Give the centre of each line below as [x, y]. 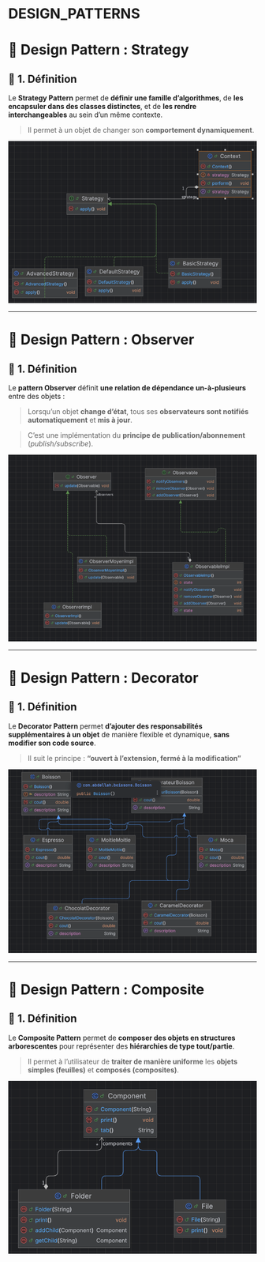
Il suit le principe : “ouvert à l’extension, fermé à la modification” [134, 758]
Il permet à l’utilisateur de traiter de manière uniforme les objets [132, 1061]
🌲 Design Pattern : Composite [106, 990]
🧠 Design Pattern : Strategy [99, 50]
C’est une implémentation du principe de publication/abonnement [136, 435]
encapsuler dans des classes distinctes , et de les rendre [103, 107]
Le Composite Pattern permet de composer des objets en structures [122, 1038]
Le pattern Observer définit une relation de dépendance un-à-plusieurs [127, 388]
